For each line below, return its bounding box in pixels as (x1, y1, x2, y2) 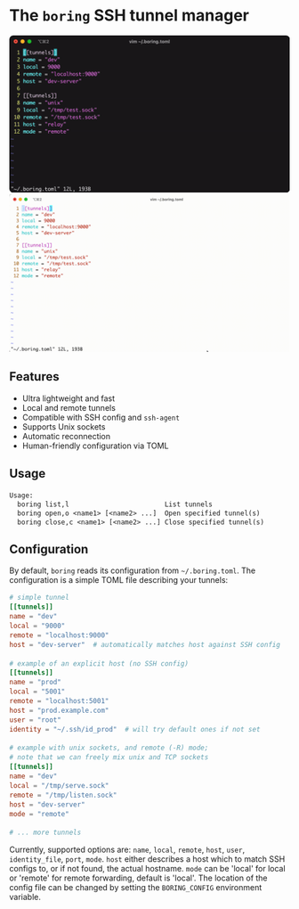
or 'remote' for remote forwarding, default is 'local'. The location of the (9, 872, 269, 883)
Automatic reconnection (21, 430, 111, 441)
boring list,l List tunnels (17, 500, 214, 509)
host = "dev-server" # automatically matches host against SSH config (9, 640, 280, 649)
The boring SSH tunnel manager (9, 5, 249, 26)
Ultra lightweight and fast (21, 393, 116, 404)
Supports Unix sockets (21, 421, 106, 432)
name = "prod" (9, 678, 62, 687)
